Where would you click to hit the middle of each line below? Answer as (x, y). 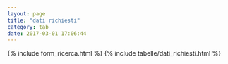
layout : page (26, 14)
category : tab (28, 27)
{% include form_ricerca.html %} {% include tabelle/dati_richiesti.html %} (114, 53)
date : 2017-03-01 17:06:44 (47, 33)
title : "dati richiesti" (44, 20)
